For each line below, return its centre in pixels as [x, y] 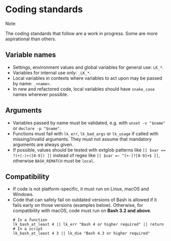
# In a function [30, 220]
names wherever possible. [40, 94]
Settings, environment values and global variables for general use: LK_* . [88, 67]
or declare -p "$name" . [37, 128]
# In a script [28, 229]
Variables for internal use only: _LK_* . [52, 73]
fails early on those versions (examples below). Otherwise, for [78, 205]
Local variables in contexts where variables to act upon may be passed [87, 78]
